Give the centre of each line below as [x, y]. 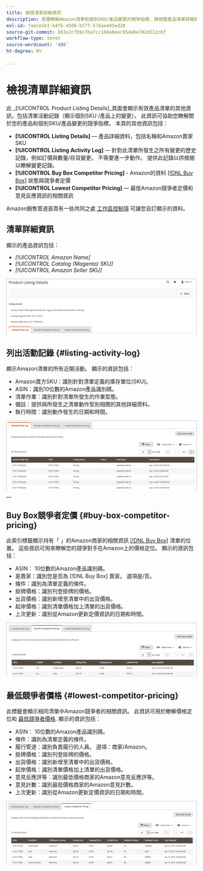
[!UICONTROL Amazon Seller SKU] [58, 270]
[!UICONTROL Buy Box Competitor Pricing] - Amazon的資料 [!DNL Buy [104, 173]
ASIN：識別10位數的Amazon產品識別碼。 [66, 389]
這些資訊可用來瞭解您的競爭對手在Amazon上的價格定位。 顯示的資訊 [103, 548]
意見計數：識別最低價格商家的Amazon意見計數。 [76, 785]
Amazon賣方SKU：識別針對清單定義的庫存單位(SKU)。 [83, 382]
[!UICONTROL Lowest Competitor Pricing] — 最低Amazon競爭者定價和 [104, 188]
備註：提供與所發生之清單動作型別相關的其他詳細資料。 [84, 404]
